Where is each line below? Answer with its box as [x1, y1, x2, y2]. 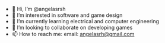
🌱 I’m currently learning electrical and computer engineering [11, 18, 159, 24]
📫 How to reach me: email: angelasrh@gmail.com [11, 31, 135, 37]
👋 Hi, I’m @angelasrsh [11, 6, 66, 12]
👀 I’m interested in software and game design [11, 12, 123, 19]
